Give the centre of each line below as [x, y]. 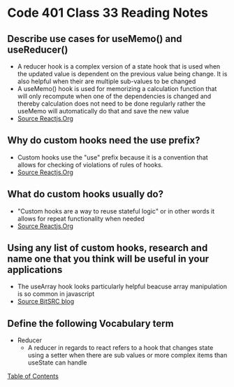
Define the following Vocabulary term [90, 323]
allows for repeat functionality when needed [81, 218]
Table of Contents [33, 377]
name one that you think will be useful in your [108, 259]
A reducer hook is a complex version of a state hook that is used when [119, 66]
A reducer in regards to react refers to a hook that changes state [120, 348]
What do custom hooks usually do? [86, 194]
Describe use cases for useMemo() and [95, 39]
